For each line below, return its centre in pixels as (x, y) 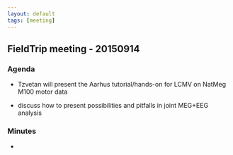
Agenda (21, 69)
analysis (30, 113)
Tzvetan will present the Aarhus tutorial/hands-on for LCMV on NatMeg (122, 85)
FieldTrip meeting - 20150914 (74, 49)
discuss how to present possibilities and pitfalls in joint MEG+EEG (113, 106)
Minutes (22, 131)
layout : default (31, 14)
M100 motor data (42, 92)
